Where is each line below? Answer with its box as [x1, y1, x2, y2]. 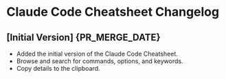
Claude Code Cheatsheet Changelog [6, 4, 220, 20]
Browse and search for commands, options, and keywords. [16, 57, 183, 65]
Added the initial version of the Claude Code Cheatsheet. [16, 49, 178, 58]
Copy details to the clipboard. [16, 65, 100, 72]
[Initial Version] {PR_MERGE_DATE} [6, 32, 161, 43]
